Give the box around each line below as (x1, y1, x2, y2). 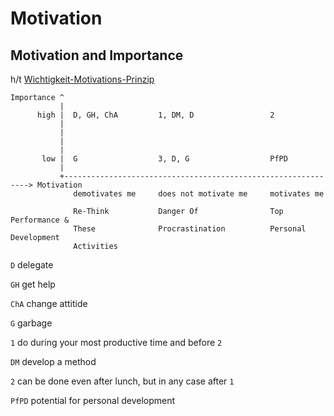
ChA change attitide (10, 298, 88, 309)
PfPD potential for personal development (10, 395, 176, 406)
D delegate (10, 259, 54, 271)
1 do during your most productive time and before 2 (10, 337, 223, 348)
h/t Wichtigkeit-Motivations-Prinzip (10, 73, 155, 85)
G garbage (10, 317, 53, 329)
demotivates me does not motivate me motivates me (73, 189, 325, 199)
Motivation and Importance (10, 47, 184, 64)
